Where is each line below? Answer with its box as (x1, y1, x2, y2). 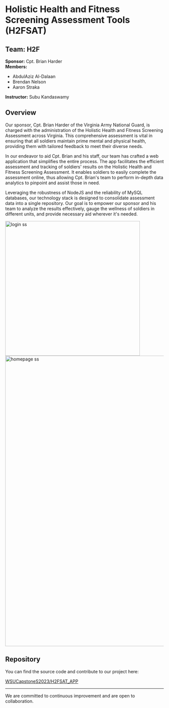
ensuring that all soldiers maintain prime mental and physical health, (5, 137, 146, 144)
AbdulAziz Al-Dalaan (12, 74, 56, 79)
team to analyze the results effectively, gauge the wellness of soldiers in (5, 205, 155, 211)
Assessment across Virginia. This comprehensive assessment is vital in (5, 132, 153, 138)
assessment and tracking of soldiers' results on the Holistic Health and (5, 164, 152, 170)
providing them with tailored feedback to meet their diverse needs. (5, 143, 143, 149)
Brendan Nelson (12, 79, 46, 85)
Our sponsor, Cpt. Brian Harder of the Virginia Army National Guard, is (5, 122, 150, 128)
